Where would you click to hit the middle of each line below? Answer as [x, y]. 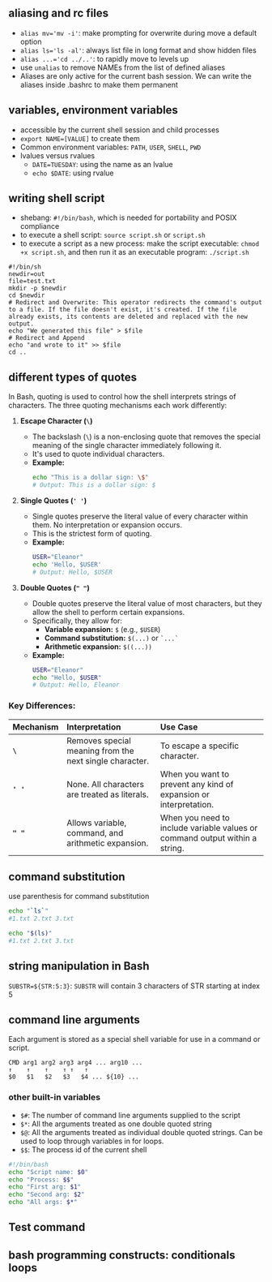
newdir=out [27, 274]
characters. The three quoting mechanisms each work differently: [118, 406]
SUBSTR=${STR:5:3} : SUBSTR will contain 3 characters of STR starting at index [134, 986]
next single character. [108, 760]
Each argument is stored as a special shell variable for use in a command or [134, 1039]
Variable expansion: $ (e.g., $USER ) [102, 629]
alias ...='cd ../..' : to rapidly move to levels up [104, 58]
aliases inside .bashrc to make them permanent [99, 84]
